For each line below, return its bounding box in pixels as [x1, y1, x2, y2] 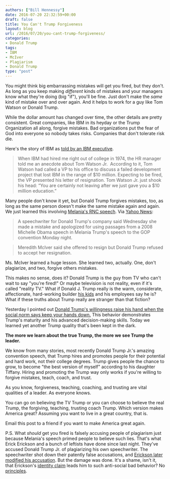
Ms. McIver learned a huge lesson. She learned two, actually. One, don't [5, 260, 156, 266]
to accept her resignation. [17, 250, 72, 256]
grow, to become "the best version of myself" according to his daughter [5, 364, 156, 370]
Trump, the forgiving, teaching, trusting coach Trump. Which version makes [5, 405, 163, 411]
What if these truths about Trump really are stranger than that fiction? [5, 297, 151, 302]
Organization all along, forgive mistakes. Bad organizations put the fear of [5, 125, 159, 131]
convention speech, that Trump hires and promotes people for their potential [5, 353, 165, 359]
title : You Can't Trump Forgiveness [5, 21, 83, 27]
